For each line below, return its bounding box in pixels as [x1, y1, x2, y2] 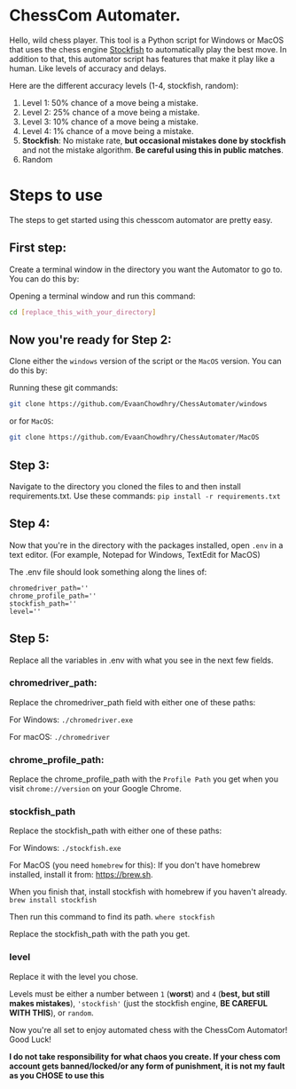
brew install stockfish [9, 896, 97, 905]
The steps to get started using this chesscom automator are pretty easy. [9, 214, 273, 225]
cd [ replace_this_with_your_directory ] [9, 307, 157, 316]
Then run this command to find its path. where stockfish [9, 911, 215, 922]
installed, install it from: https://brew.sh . [9, 870, 153, 880]
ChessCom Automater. [9, 5, 182, 26]
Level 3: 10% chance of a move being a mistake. [21, 116, 199, 127]
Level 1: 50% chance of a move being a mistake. [21, 97, 199, 107]
